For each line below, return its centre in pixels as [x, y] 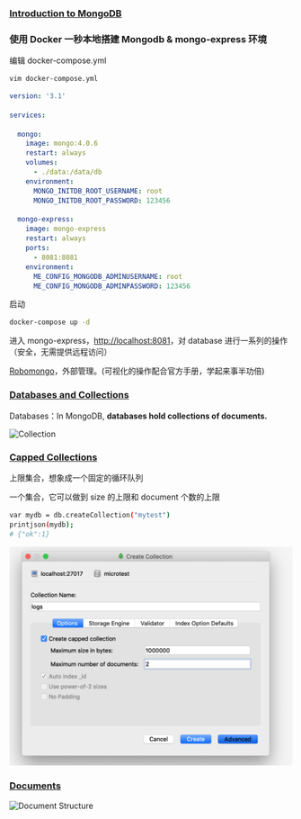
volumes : [42, 163]
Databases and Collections [69, 395]
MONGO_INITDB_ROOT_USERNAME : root [98, 191]
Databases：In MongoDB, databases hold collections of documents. [138, 416]
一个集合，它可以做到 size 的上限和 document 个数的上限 [115, 497]
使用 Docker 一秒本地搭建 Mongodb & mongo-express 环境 [138, 39]
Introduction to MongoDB [66, 13]
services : [28, 115]
